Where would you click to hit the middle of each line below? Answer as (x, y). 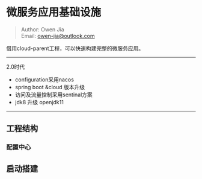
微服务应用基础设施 (54, 12)
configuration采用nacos (44, 80)
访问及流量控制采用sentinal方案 (54, 95)
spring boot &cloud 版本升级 (50, 87)
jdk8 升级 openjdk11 (39, 102)
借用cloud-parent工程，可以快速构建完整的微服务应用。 (75, 48)
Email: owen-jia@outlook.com (58, 36)
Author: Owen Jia (42, 29)
